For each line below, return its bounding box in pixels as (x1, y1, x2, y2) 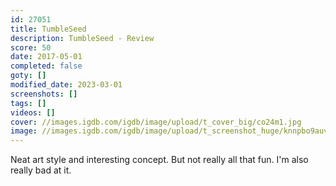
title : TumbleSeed (10, 24, 87, 34)
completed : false (10, 61, 83, 71)
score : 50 (10, 42, 52, 53)
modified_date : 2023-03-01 (10, 80, 123, 90)
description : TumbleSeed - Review (10, 33, 155, 43)
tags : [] (10, 98, 47, 108)
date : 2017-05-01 (10, 52, 83, 62)
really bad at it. (10, 164, 72, 176)
